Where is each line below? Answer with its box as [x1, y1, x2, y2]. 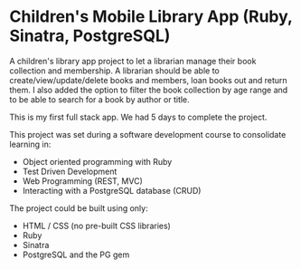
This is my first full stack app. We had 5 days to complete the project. [9, 111, 268, 122]
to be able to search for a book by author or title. [9, 93, 190, 105]
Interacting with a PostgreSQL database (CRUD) [22, 185, 202, 196]
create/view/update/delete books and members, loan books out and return [9, 74, 287, 85]
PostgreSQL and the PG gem [22, 249, 130, 260]
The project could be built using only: [9, 202, 148, 214]
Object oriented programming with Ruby [22, 156, 173, 167]
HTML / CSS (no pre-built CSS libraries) [22, 220, 172, 231]
